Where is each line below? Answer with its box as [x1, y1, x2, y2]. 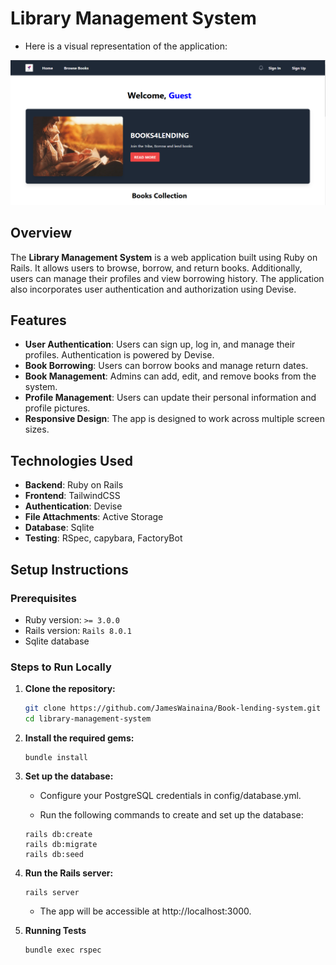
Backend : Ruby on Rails [24, 479, 124, 491]
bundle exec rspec [24, 945, 102, 955]
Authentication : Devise [24, 500, 123, 512]
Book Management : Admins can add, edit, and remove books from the [24, 370, 317, 382]
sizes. [24, 423, 50, 436]
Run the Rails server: [24, 867, 114, 879]
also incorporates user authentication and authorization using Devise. [10, 283, 297, 295]
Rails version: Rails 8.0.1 [24, 624, 132, 636]
